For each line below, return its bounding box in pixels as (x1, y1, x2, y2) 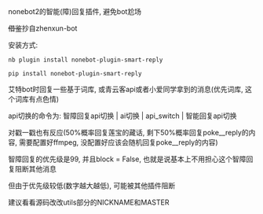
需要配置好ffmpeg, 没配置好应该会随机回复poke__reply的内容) (18, 138, 218, 147)
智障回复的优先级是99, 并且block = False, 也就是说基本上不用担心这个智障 (8, 154, 247, 164)
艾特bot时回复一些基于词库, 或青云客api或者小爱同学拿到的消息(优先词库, (8, 85, 243, 94)
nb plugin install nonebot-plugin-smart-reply (8, 56, 163, 64)
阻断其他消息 (14, 164, 57, 173)
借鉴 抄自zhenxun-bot (8, 24, 78, 33)
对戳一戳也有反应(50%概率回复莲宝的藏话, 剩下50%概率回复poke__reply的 (8, 128, 249, 137)
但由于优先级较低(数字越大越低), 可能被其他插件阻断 (8, 181, 176, 190)
